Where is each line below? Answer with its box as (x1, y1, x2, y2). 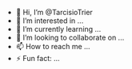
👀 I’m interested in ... (15, 16, 84, 25)
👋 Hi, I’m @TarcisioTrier (15, 8, 94, 17)
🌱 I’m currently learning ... (15, 25, 102, 33)
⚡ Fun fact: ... (15, 54, 60, 63)
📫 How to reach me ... (15, 42, 90, 51)
